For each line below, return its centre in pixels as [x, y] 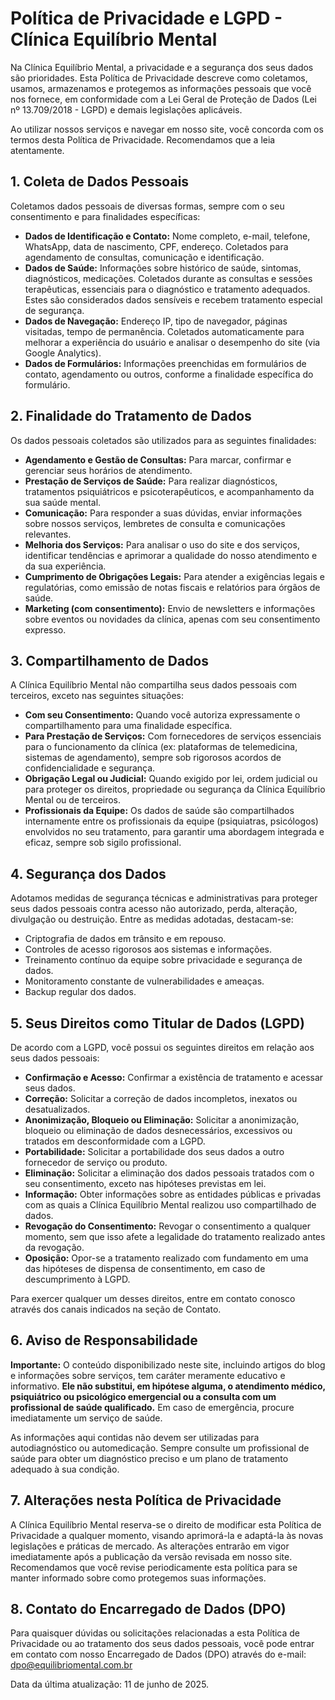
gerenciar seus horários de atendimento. [108, 470]
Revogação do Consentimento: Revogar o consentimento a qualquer [168, 1226]
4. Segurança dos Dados [88, 873]
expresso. [45, 629]
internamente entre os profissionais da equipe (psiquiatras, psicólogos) [171, 821]
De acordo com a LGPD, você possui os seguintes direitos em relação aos [162, 1047]
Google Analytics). [63, 353]
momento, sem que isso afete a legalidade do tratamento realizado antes [175, 1236]
